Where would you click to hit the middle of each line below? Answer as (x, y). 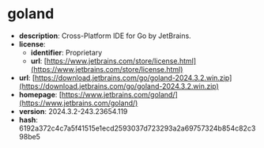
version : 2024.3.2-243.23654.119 (73, 111)
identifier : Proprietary (66, 52)
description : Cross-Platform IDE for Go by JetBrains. (105, 36)
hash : (28, 120)
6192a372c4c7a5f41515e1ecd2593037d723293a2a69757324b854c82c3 (137, 128)
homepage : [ (40, 94)
